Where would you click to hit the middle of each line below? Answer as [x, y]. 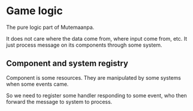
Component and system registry [67, 63]
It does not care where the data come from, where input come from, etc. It [97, 38]
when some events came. [38, 84]
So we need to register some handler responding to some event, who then [97, 95]
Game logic [35, 11]
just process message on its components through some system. [84, 45]
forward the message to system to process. [59, 102]
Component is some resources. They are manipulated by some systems [94, 77]
